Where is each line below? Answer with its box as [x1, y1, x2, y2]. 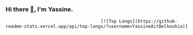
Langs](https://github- [119, 19, 178, 24]
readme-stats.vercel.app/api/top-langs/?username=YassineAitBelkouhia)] [5, 23, 188, 30]
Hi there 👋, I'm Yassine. [5, 5, 73, 13]
